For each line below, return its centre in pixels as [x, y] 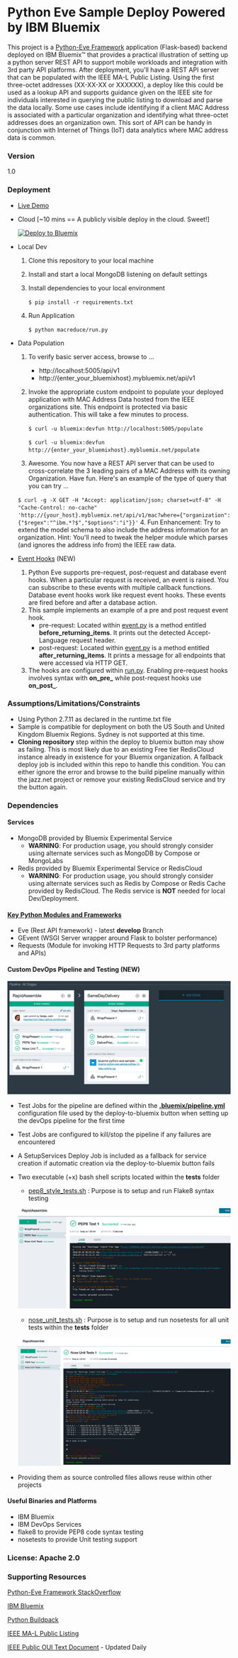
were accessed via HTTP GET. [83, 663]
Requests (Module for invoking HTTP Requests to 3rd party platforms [119, 945]
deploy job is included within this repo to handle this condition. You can [121, 764]
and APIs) [32, 953]
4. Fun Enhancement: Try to [180, 522]
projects [30, 1485]
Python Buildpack [33, 1620]
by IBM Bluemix [54, 27]
